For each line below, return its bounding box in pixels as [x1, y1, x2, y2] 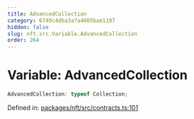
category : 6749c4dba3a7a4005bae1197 [7, 17, 115, 24]
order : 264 [7, 37, 40, 44]
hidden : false [7, 23, 50, 30]
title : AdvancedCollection [7, 10, 87, 18]
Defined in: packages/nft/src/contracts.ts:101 [7, 103, 139, 112]
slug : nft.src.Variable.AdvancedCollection [7, 30, 138, 38]
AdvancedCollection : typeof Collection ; [7, 91, 129, 98]
